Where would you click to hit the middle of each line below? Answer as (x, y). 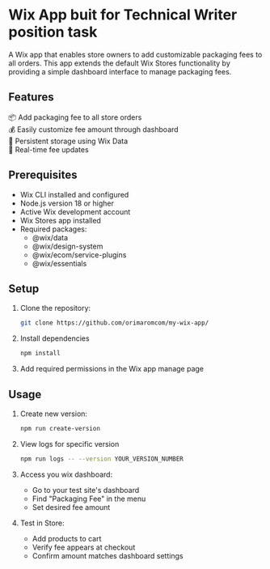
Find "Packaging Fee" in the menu (89, 499)
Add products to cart (67, 538)
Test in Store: (42, 523)
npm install (40, 354)
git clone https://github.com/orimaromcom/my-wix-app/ (114, 323)
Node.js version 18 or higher (67, 203)
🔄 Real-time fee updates (49, 149)
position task (53, 32)
